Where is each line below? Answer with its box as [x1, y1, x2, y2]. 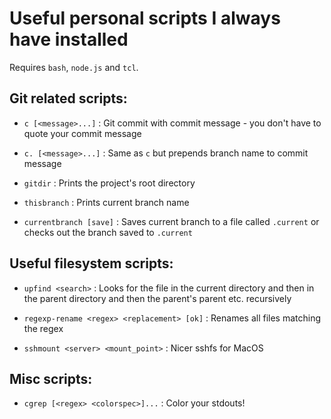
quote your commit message [23, 127, 142, 139]
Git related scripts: [9, 90, 128, 107]
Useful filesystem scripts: [9, 255, 174, 272]
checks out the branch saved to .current [23, 226, 193, 238]
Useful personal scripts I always [9, 7, 281, 30]
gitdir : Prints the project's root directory [23, 177, 196, 189]
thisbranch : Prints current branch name [23, 196, 190, 208]
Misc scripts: [9, 370, 93, 387]
